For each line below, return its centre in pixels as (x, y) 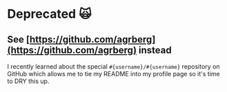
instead (155, 50)
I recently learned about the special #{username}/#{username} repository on (113, 67)
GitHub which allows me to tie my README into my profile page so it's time (114, 74)
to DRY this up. (28, 81)
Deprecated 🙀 (49, 14)
